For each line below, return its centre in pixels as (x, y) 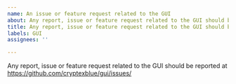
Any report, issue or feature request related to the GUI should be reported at (117, 66)
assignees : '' (28, 40)
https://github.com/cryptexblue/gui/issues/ (70, 73)
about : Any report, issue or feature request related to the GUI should (116, 20)
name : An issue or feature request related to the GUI (89, 14)
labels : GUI (25, 33)
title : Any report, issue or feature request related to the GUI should (116, 27)
